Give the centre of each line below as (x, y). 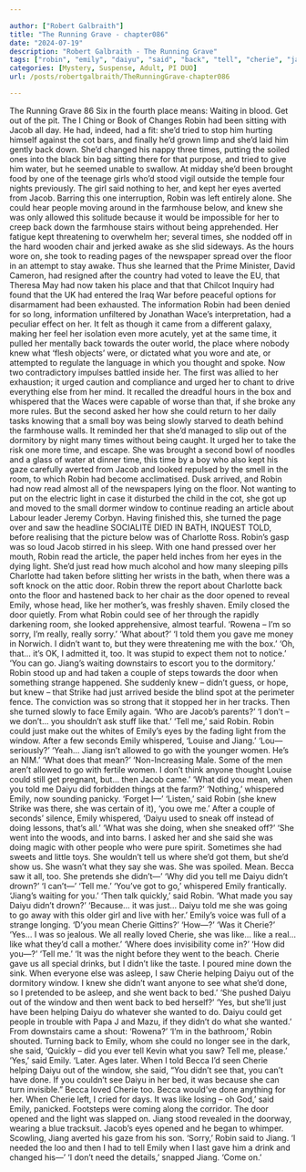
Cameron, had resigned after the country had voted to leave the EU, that (145, 275)
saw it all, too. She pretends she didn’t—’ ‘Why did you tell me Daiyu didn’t (149, 876)
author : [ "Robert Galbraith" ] (67, 26)
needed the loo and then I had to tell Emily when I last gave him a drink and (150, 1147)
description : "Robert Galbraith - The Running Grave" (114, 51)
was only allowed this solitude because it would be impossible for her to (144, 217)
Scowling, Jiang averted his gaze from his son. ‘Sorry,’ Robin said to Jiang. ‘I (153, 1137)
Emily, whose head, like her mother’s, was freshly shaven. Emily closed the (149, 605)
